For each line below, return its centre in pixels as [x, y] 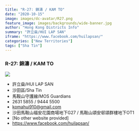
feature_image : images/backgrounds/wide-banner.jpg [58, 23]
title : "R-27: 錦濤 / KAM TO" [35, 9]
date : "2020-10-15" [25, 14]
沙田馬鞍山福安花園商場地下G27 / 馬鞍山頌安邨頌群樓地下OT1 [73, 113]
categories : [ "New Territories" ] [39, 41]
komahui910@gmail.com [37, 107]
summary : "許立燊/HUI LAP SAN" [36, 32]
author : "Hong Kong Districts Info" [42, 28]
